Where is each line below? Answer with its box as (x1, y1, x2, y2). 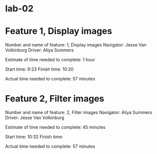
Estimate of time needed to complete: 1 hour (5, 57, 96, 63)
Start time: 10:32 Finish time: (5, 134, 63, 140)
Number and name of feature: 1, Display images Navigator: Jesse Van (5, 42, 147, 48)
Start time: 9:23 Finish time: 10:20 (5, 66, 74, 72)
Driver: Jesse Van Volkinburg (5, 115, 64, 121)
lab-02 (5, 3, 34, 14)
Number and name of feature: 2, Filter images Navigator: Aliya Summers (5, 110, 153, 115)
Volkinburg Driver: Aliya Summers (5, 47, 74, 53)
